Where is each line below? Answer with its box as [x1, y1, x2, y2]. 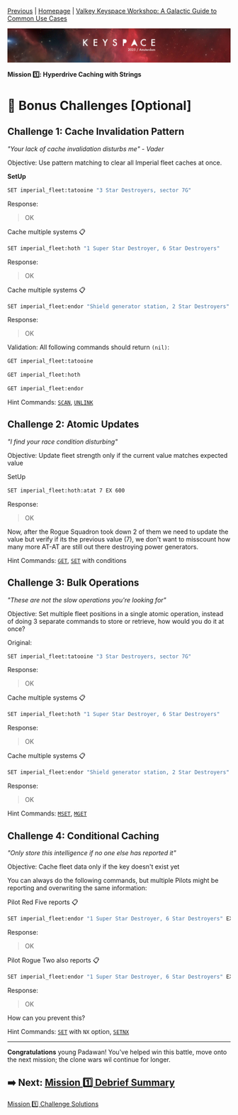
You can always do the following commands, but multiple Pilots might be [7, 876, 219, 884]
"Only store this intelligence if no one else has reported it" [7, 848, 176, 857]
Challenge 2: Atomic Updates [7, 419, 140, 431]
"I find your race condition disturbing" [7, 437, 118, 446]
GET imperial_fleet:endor [7, 385, 84, 392]
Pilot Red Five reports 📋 [7, 898, 79, 906]
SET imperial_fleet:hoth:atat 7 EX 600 [7, 487, 125, 494]
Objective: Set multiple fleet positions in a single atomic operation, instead [7, 609, 224, 617]
